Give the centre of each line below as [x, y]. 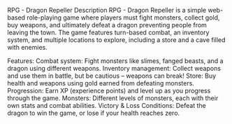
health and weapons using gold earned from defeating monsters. [101, 83]
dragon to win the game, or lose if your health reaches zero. [94, 113]
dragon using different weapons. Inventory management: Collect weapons [114, 68]
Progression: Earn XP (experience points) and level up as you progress [109, 91]
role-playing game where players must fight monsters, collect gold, [123, 18]
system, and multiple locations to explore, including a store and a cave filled [116, 40]
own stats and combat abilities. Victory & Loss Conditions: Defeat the [107, 105]
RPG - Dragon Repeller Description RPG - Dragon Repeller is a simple [107, 10]
